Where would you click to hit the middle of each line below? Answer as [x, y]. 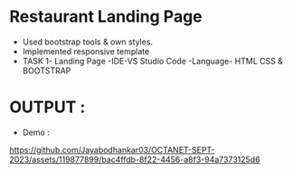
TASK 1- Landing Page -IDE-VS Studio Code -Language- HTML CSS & [152, 61]
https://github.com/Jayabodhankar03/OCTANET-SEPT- [112, 149]
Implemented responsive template [86, 51]
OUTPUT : [47, 107]
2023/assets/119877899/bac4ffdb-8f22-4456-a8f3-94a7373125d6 [135, 159]
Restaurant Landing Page [106, 17]
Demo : [36, 132]
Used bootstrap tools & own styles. [88, 42]
